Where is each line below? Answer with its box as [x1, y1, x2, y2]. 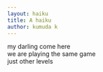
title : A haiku [7, 17, 52, 24]
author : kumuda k [7, 23, 58, 30]
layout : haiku [7, 10, 49, 17]
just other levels [7, 57, 54, 66]
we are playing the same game [7, 50, 96, 58]
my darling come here [7, 43, 71, 51]
